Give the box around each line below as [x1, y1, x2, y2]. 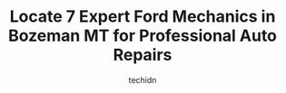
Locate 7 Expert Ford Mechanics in [9, 6, 276, 27]
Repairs [113, 45, 173, 65]
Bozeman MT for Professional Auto [7, 25, 278, 46]
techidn [128, 74, 157, 85]
